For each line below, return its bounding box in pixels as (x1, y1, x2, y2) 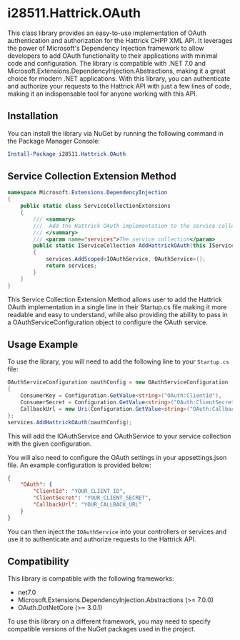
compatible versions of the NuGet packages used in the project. (7, 625, 196, 634)
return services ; (45, 262, 98, 269)
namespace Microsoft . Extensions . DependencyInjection (7, 189, 168, 196)
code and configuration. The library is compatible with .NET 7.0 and (7, 59, 206, 67)
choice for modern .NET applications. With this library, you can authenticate (7, 74, 231, 83)
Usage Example (7, 338, 79, 351)
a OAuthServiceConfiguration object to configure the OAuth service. (7, 318, 209, 326)
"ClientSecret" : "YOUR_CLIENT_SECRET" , (33, 494, 152, 501)
